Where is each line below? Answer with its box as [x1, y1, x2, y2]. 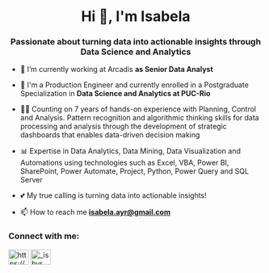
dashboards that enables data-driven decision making [19, 130, 200, 140]
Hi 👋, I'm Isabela [80, 7, 191, 26]
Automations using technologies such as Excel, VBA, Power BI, [19, 157, 229, 168]
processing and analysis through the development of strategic [19, 121, 228, 132]
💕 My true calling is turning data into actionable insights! [19, 191, 208, 200]
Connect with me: [8, 230, 80, 241]
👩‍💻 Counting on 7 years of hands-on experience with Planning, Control [19, 104, 257, 114]
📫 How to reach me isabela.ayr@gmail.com [19, 208, 171, 217]
